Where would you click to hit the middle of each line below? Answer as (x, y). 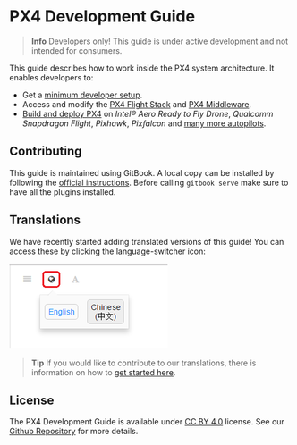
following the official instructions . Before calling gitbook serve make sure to (149, 182)
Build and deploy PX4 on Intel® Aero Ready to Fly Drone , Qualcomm (148, 113)
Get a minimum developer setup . (82, 95)
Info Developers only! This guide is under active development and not (160, 41)
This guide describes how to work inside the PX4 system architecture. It (142, 68)
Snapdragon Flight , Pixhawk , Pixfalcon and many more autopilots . (144, 123)
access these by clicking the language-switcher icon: (107, 251)
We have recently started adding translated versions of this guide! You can (147, 241)
